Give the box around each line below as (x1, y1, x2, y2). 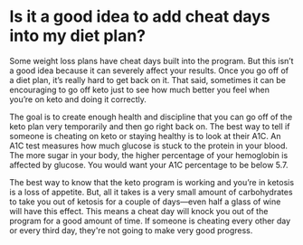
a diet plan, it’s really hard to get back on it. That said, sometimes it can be (9, 74, 287, 85)
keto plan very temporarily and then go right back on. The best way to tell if (9, 120, 290, 132)
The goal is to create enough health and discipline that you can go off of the (9, 111, 293, 122)
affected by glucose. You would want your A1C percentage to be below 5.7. (9, 159, 289, 170)
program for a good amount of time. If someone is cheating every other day (9, 215, 291, 226)
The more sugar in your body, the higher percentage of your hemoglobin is (9, 149, 289, 160)
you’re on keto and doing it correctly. (9, 93, 147, 105)
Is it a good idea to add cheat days (9, 6, 270, 27)
